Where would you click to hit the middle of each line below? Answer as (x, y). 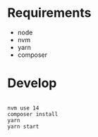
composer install (33, 114)
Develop (32, 83)
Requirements (49, 13)
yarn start (23, 126)
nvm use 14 (23, 108)
